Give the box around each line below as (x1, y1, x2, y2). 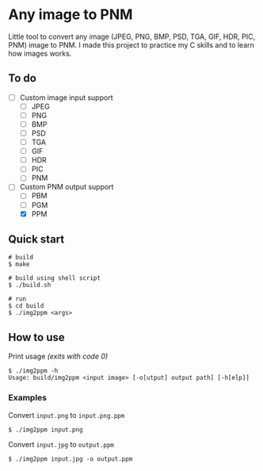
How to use (8, 331, 65, 344)
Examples (8, 392, 48, 404)
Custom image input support (19, 93, 113, 102)
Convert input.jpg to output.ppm (8, 439, 115, 449)
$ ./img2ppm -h (8, 367, 59, 375)
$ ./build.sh (8, 281, 51, 289)
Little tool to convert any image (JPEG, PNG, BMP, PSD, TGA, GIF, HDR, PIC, (8, 32, 256, 41)
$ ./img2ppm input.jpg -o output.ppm (8, 454, 133, 463)
